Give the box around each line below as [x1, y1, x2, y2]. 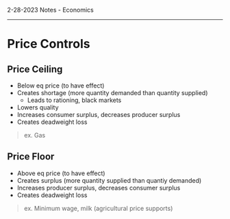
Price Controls [7, 36, 90, 52]
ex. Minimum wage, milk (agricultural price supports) [23, 204, 173, 212]
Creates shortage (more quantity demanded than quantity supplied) [16, 89, 208, 96]
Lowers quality [16, 103, 60, 112]
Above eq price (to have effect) [16, 169, 105, 177]
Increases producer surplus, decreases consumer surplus [16, 183, 181, 192]
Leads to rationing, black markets [27, 96, 122, 104]
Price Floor [7, 151, 55, 163]
